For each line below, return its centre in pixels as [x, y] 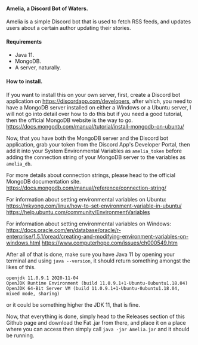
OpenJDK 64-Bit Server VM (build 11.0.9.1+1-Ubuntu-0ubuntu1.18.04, [93, 288]
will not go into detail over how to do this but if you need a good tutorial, [95, 114]
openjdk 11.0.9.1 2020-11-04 [42, 278]
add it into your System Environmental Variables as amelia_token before [94, 151]
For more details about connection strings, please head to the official [91, 175]
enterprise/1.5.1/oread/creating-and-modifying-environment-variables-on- [98, 236]
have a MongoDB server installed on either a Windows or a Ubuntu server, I [99, 107]
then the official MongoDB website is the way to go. [69, 120]
